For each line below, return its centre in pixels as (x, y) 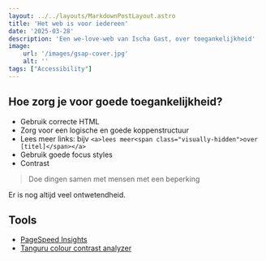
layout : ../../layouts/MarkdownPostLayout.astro (92, 16)
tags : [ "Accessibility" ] (50, 69)
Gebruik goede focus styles (66, 154)
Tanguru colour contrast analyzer (76, 248)
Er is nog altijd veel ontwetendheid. (67, 194)
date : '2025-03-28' (41, 31)
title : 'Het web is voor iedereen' (69, 24)
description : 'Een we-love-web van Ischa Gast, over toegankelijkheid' (132, 39)
